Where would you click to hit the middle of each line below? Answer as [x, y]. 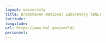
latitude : [15, 19]
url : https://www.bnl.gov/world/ [40, 28]
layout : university [25, 10]
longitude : [16, 23]
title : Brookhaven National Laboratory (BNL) [53, 14]
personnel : [16, 33]
